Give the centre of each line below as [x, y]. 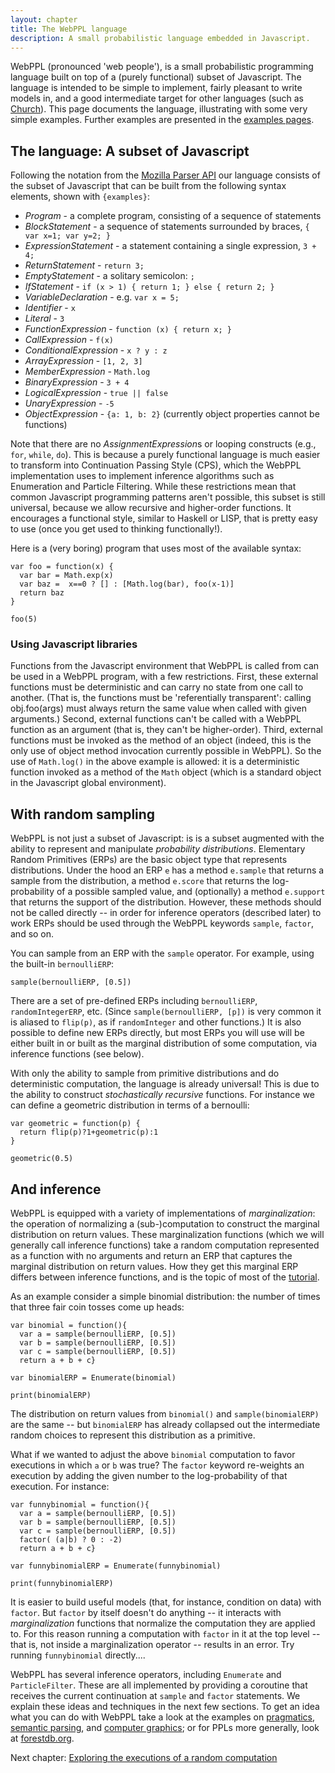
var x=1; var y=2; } [67, 236]
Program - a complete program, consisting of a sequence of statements [173, 216]
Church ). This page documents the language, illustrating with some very [159, 109]
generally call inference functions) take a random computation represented [165, 1245]
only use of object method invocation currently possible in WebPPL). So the [166, 751]
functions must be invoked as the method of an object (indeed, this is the [161, 740]
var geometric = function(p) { [75, 1124]
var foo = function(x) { [62, 567]
